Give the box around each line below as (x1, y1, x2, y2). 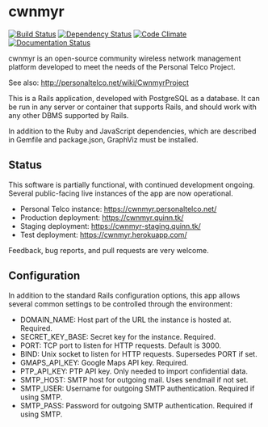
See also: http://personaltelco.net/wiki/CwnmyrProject (8, 78, 190, 87)
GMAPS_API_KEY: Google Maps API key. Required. (19, 357, 189, 367)
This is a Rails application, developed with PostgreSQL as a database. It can (8, 93, 260, 103)
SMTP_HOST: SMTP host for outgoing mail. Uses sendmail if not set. (19, 374, 249, 384)
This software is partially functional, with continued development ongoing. (8, 180, 255, 189)
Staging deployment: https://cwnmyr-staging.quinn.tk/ (19, 221, 201, 230)
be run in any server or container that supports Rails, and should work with (8, 102, 257, 112)
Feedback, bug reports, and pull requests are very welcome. (8, 245, 209, 255)
